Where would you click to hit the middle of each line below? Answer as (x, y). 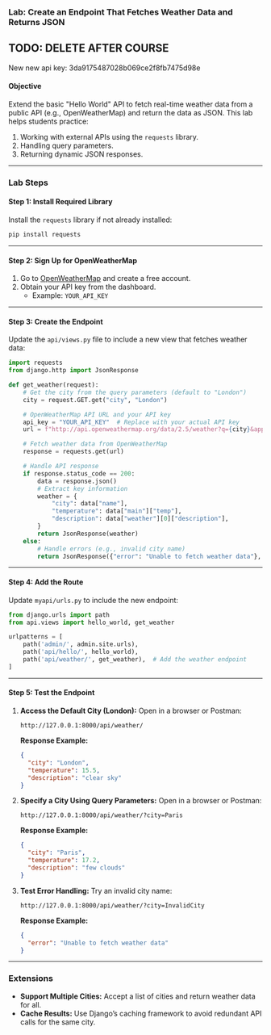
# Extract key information (83, 488)
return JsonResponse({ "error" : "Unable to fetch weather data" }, (150, 556)
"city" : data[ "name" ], (90, 504)
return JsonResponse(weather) (88, 534)
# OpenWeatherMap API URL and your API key (97, 414)
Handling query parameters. (67, 145)
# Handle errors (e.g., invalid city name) (111, 549)
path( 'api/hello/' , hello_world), (81, 652)
